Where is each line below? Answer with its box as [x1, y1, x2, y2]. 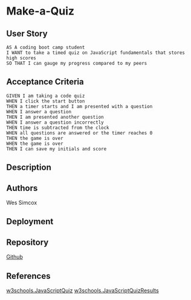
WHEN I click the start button [6, 98, 85, 104]
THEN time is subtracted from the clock [6, 124, 110, 131]
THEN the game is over [6, 135, 63, 141]
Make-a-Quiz [6, 4, 74, 18]
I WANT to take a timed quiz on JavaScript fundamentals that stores [6, 50, 186, 56]
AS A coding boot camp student [6, 44, 85, 50]
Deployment [6, 216, 54, 227]
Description [6, 162, 51, 173]
